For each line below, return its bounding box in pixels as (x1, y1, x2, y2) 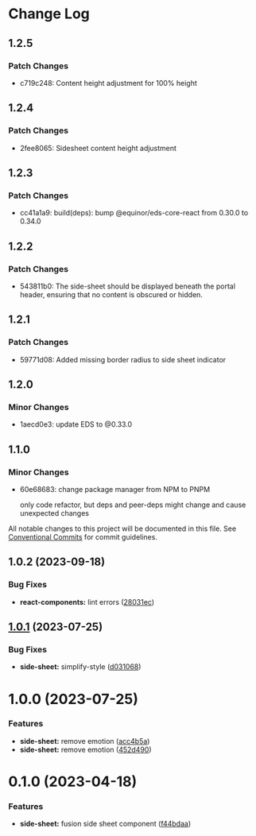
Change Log (8, 5, 90, 23)
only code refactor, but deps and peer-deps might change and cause (19, 500, 246, 509)
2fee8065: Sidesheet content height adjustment (19, 143, 177, 153)
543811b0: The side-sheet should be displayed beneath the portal (19, 281, 236, 291)
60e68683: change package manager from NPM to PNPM (19, 485, 211, 493)
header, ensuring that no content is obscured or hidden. (19, 289, 203, 299)
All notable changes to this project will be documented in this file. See (8, 524, 237, 533)
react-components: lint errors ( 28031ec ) (19, 597, 155, 606)
